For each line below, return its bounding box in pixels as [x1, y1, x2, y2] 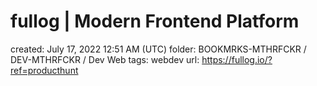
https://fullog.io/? [201, 53, 273, 65]
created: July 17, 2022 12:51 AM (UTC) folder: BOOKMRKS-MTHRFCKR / [10, 43, 307, 55]
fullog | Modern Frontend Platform [10, 10, 300, 33]
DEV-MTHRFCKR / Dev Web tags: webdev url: [10, 53, 200, 65]
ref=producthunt [10, 64, 79, 76]
